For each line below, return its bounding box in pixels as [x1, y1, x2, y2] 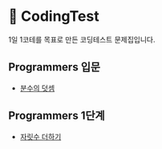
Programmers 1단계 [8, 109, 106, 123]
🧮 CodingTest [8, 7, 99, 26]
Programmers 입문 [8, 60, 101, 74]
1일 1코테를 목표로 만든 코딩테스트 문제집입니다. [8, 34, 156, 44]
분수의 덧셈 [19, 83, 55, 93]
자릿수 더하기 [19, 131, 62, 141]
